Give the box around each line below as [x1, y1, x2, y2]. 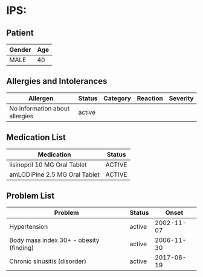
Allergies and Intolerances [6, 76, 108, 86]
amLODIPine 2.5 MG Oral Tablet [9, 170, 100, 179]
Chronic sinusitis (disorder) [9, 257, 86, 266]
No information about [9, 104, 70, 112]
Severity [169, 94, 194, 103]
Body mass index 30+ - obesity [9, 236, 100, 244]
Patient [6, 28, 34, 38]
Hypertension [9, 223, 48, 231]
